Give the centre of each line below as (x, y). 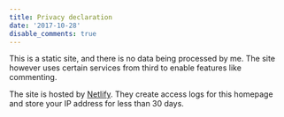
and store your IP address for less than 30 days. (96, 104)
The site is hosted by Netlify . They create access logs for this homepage (141, 94)
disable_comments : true (53, 33)
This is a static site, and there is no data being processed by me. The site (142, 59)
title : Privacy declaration (61, 17)
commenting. (33, 77)
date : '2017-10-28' (45, 26)
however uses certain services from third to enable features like (125, 68)
